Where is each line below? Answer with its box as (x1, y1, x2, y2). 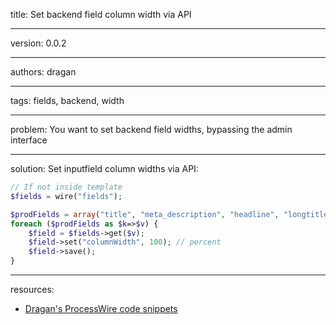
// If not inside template (10, 182, 123, 192)
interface (10, 134, 48, 146)
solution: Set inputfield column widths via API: (10, 163, 199, 174)
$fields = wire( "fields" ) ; (10, 191, 123, 201)
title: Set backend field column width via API (10, 9, 192, 20)
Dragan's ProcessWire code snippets (24, 303, 178, 314)
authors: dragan (10, 66, 77, 78)
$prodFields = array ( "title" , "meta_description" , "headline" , (10, 209, 280, 219)
